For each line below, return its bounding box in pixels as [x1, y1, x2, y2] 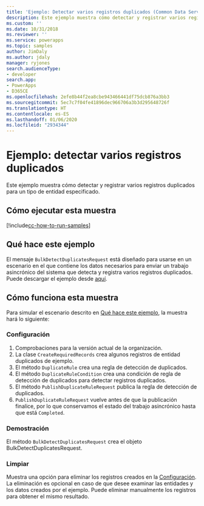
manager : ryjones [6, 60, 50, 66]
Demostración [6, 424, 49, 432]
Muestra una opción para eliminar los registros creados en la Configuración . [6, 473, 197, 481]
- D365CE [6, 88, 29, 94]
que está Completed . [15, 409, 65, 416]
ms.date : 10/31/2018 [6, 26, 59, 32]
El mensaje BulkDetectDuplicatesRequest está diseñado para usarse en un [6, 255, 192, 262]
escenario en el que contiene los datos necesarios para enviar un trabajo [6, 262, 189, 269]
